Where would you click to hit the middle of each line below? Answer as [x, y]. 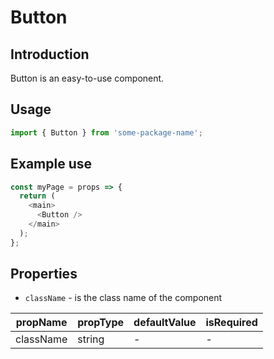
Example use [51, 164]
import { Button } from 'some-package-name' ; [106, 132]
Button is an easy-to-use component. [87, 78]
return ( [37, 196]
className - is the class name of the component [123, 298]
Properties [44, 274]
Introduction [50, 54]
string [91, 339]
